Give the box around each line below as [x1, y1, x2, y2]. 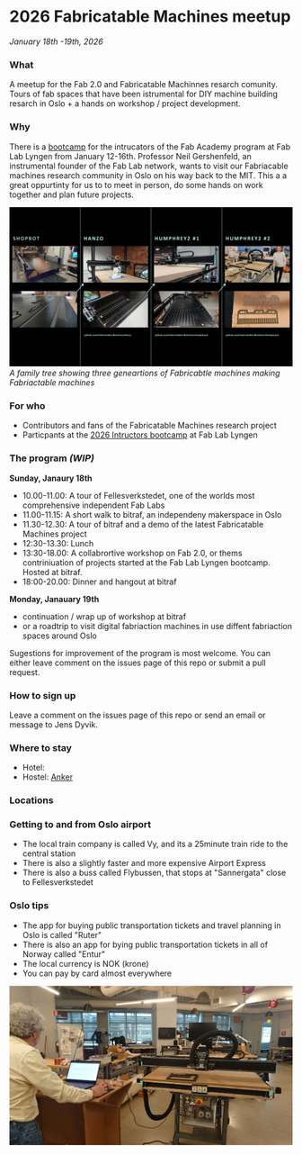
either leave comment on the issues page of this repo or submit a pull [9, 657, 267, 668]
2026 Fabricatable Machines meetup [9, 6, 291, 27]
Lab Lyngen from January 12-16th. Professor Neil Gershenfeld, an [9, 150, 252, 161]
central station [22, 848, 76, 859]
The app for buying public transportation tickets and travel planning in [22, 920, 281, 931]
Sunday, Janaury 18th [9, 473, 93, 483]
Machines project [22, 528, 87, 539]
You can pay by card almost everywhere [22, 968, 173, 979]
